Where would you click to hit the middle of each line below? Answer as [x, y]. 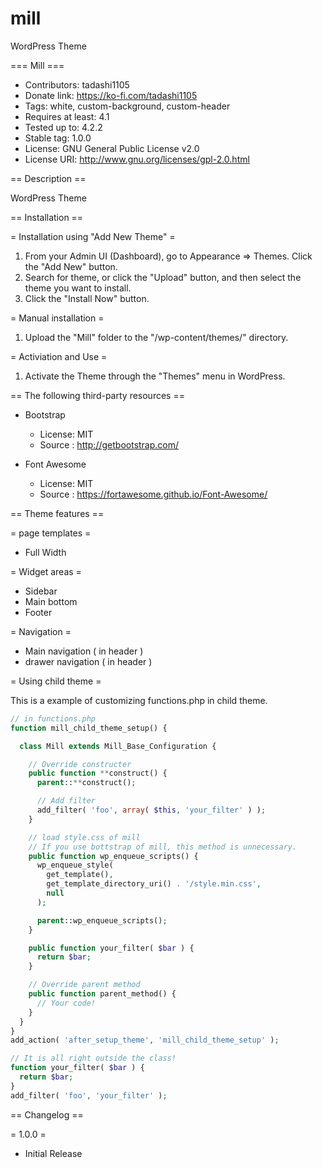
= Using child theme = [56, 681]
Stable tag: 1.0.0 [58, 138]
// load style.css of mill [84, 837]
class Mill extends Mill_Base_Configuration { [118, 746]
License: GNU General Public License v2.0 [112, 148]
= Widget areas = [46, 571]
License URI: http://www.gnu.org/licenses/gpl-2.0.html [137, 159]
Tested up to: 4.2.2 [63, 127]
